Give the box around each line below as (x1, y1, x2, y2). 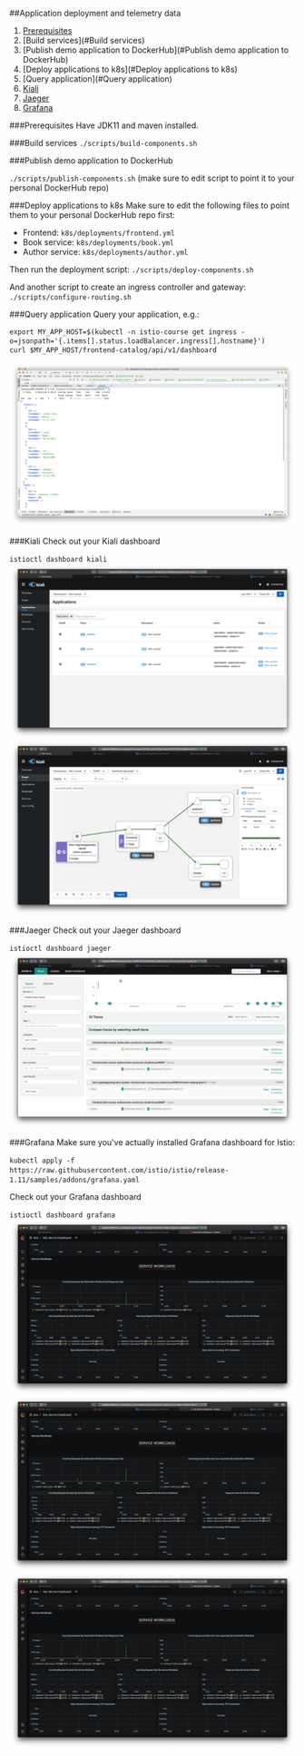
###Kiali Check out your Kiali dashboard (9, 535, 161, 546)
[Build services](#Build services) (22, 35, 145, 45)
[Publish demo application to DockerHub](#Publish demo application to (22, 44, 289, 55)
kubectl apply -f (9, 1156, 75, 1165)
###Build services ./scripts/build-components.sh (9, 138, 198, 148)
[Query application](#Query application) (22, 74, 172, 84)
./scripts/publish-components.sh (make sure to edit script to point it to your (9, 172, 295, 183)
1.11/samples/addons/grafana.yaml (9, 1175, 141, 1185)
